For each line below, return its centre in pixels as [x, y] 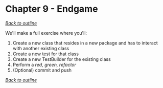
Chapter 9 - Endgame [52, 9]
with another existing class [41, 48]
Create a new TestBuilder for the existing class [62, 59]
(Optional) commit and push [42, 70]
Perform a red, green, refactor [44, 64]
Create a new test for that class [46, 54]
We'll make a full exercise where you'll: [46, 33]
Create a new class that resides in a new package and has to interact [85, 43]
